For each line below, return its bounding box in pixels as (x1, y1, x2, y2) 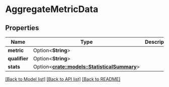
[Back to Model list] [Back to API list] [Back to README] (5, 76, 121, 82)
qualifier (8, 55, 29, 62)
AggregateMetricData (5, 4, 99, 15)
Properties (5, 24, 39, 32)
